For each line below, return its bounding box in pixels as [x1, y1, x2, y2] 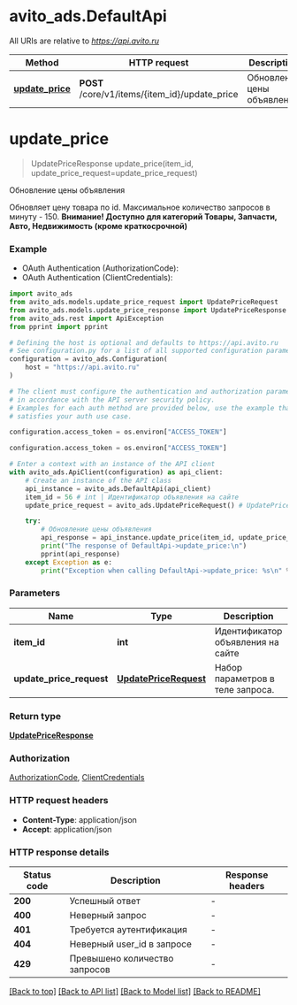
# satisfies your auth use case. [9, 411, 133, 421]
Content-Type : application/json [21, 814, 137, 825]
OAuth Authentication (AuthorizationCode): [21, 263, 179, 273]
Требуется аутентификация [69, 924, 187, 936]
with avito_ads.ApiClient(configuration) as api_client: [9, 468, 224, 477]
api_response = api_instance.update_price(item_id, [41, 533, 236, 542]
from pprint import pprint [9, 322, 109, 331]
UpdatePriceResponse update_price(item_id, [30, 157, 194, 169]
